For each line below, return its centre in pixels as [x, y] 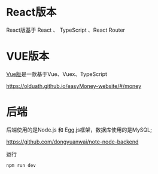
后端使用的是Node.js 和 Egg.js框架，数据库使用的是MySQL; [79, 130]
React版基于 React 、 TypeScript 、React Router [66, 30]
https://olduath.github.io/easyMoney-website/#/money [74, 86]
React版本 [31, 12]
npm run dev [21, 165]
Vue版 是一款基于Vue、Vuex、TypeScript [57, 74]
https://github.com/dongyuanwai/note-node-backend [72, 142]
